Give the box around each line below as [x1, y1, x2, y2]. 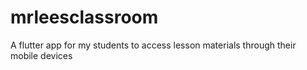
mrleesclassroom [10, 6, 159, 29]
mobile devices [10, 49, 73, 61]
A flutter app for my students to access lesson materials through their [10, 39, 297, 51]
